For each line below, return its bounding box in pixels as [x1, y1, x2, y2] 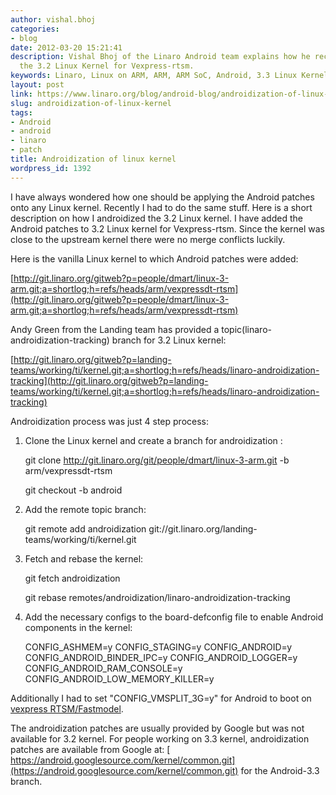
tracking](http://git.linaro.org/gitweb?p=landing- [10, 374, 209, 386]
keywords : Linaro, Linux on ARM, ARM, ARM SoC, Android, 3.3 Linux [10, 71, 298, 81]
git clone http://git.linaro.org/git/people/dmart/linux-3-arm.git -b [24, 454, 290, 466]
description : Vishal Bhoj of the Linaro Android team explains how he [10, 52, 311, 62]
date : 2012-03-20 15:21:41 [10, 42, 123, 53]
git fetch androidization [24, 572, 121, 584]
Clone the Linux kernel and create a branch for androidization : [24, 434, 283, 446]
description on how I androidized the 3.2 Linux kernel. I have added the [10, 212, 303, 224]
